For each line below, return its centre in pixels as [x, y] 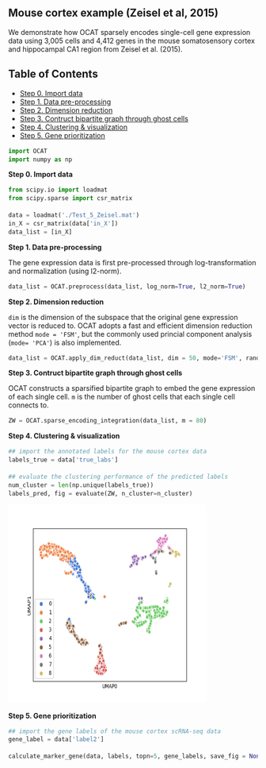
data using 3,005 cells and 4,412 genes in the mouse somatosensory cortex [132, 41]
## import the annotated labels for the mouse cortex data [108, 452]
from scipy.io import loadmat [58, 190]
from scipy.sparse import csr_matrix [70, 199]
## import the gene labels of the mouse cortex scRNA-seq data [115, 731]
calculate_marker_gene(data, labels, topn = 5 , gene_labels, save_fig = [127, 756]
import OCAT [28, 151]
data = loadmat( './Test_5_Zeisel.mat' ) [74, 215]
